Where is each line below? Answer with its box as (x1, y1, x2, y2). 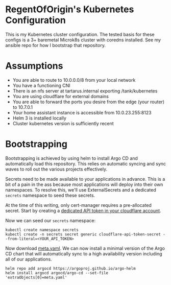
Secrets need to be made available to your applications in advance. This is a (5, 176, 165, 182)
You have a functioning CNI (12, 82, 70, 88)
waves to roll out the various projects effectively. (5, 166, 108, 172)
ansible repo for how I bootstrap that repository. (5, 42, 106, 48)
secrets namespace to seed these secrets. (5, 192, 95, 198)
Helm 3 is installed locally (12, 115, 66, 121)
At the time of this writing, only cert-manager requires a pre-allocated (5, 202, 152, 208)
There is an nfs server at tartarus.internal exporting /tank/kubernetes (12, 88, 158, 94)
